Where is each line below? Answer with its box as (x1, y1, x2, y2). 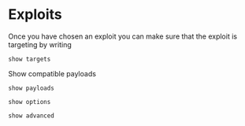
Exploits (8, 6, 62, 24)
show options (8, 98, 51, 106)
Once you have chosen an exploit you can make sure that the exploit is (8, 31, 238, 41)
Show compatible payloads (8, 69, 97, 78)
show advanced (8, 112, 55, 120)
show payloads (8, 84, 55, 92)
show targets (8, 55, 51, 63)
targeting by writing (8, 39, 72, 49)
